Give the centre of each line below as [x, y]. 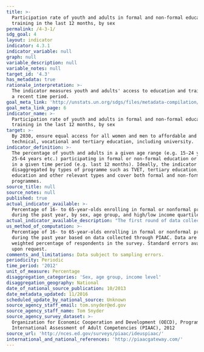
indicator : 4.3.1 [28, 46]
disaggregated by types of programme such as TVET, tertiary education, [106, 170]
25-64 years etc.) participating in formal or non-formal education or [104, 158]
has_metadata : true [31, 80]
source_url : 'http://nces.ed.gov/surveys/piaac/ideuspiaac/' [85, 333]
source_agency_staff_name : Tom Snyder [55, 311]
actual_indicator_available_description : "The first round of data [93, 221]
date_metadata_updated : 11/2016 [47, 294]
